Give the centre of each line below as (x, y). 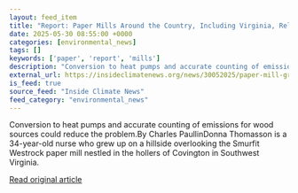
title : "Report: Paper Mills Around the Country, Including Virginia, (142, 26)
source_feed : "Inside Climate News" (77, 91)
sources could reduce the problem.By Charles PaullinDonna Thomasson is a (148, 135)
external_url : (35, 75)
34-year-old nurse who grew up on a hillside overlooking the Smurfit (134, 143)
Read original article (46, 180)
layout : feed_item (43, 17)
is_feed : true (35, 83)
